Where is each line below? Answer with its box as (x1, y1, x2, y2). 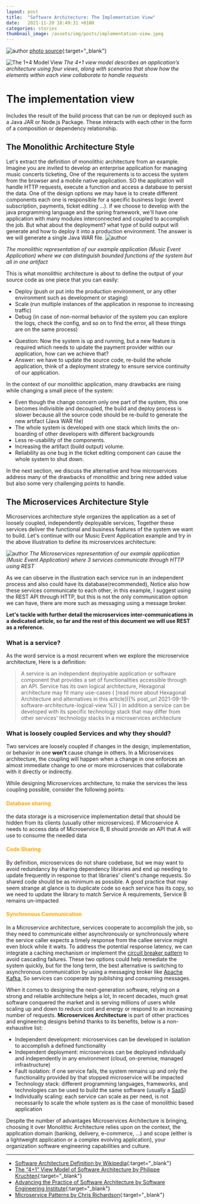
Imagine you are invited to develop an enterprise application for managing (6, 164, 187, 171)
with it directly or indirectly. (6, 768, 73, 776)
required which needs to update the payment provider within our (14, 344, 173, 351)
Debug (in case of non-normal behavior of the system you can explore (14, 313, 188, 320)
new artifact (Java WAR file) (14, 417, 84, 424)
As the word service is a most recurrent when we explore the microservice (6, 652, 189, 659)
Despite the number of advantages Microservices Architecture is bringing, (6, 1117, 188, 1124)
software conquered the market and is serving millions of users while (6, 999, 176, 1006)
